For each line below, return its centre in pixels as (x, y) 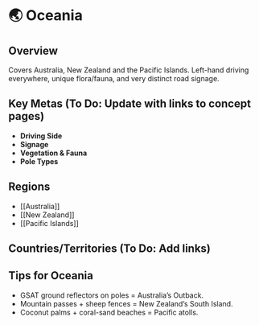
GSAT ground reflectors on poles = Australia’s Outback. (111, 295)
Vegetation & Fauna (53, 153)
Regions (29, 187)
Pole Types (39, 161)
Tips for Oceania (51, 276)
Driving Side (41, 136)
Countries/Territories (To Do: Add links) (110, 249)
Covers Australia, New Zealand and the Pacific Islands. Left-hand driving (129, 70)
